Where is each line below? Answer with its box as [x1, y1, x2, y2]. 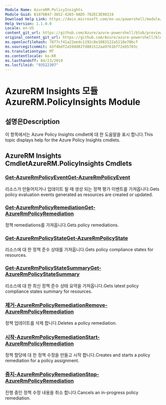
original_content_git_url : [5, 35, 61, 40]
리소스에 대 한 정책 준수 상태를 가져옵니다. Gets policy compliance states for [5, 247, 154, 253]
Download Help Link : [5, 16, 48, 21]
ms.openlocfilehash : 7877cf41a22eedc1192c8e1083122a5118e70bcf [5, 40, 138, 45]
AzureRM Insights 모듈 [5, 85, 98, 97]
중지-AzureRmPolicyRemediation [5, 371, 85, 378]
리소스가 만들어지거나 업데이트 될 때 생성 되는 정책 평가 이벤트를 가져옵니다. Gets [5, 186, 160, 192]
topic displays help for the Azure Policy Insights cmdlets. [5, 137, 121, 143]
